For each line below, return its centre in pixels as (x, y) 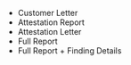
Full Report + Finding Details (70, 51)
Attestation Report (51, 22)
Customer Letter (48, 13)
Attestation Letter (49, 32)
